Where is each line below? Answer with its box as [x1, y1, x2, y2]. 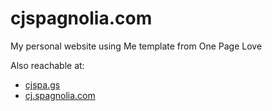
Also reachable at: [10, 59, 85, 71]
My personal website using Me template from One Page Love [10, 40, 263, 52]
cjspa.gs [24, 78, 61, 91]
